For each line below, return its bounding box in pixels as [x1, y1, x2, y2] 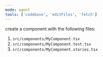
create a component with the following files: [5, 25, 96, 31]
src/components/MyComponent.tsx [12, 36, 80, 41]
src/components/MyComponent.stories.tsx [12, 47, 98, 52]
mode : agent [5, 7, 30, 12]
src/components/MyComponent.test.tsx [12, 41, 91, 46]
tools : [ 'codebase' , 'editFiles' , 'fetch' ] [5, 12, 97, 17]
